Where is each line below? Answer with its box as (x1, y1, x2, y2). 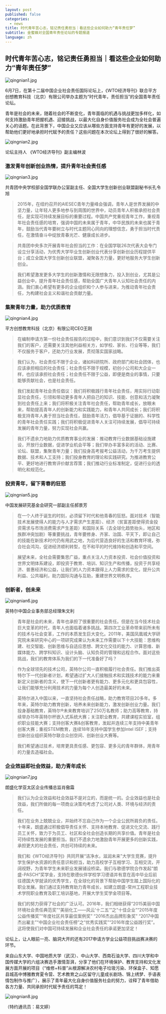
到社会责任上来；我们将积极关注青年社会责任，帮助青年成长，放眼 (17, 401, 152, 406)
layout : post (5, 7, 32, 12)
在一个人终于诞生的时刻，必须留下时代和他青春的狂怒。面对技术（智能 (17, 512, 161, 518)
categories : (5, 16, 30, 21)
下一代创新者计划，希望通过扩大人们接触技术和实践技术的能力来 (26, 672, 156, 678)
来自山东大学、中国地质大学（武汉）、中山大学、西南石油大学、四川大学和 (5, 953, 155, 959)
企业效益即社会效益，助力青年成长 (5, 762, 86, 769)
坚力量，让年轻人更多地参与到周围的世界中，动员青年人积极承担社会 (17, 207, 156, 213)
